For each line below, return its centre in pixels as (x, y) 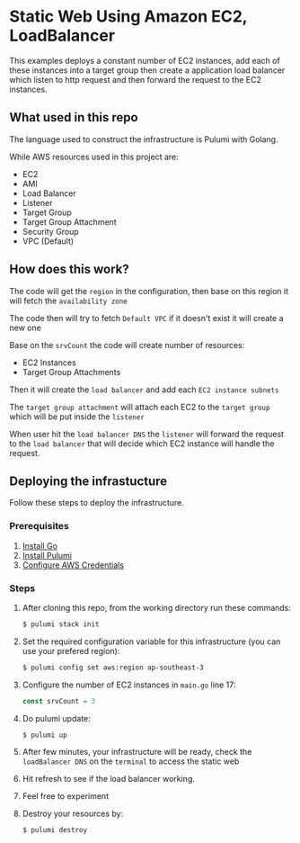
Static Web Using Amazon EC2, (128, 17)
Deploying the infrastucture (88, 481)
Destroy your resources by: (73, 814)
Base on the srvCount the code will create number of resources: (127, 345)
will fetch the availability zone (68, 300)
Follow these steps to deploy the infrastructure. (97, 503)
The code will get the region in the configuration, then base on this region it (149, 291)
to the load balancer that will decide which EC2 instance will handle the (142, 444)
